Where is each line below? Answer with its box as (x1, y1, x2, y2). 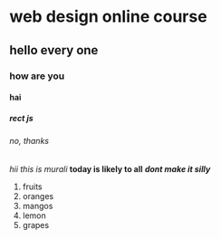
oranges (22, 190, 54, 201)
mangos (22, 200, 53, 211)
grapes (22, 219, 50, 230)
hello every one (9, 43, 99, 58)
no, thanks (9, 136, 50, 147)
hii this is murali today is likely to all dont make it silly (9, 163, 211, 174)
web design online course (9, 6, 208, 27)
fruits (22, 181, 43, 192)
